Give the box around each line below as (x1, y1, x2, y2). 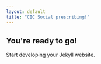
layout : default (6, 8, 46, 15)
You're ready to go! (6, 36, 78, 46)
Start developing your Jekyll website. (6, 51, 95, 59)
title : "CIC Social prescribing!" (6, 14, 90, 20)
